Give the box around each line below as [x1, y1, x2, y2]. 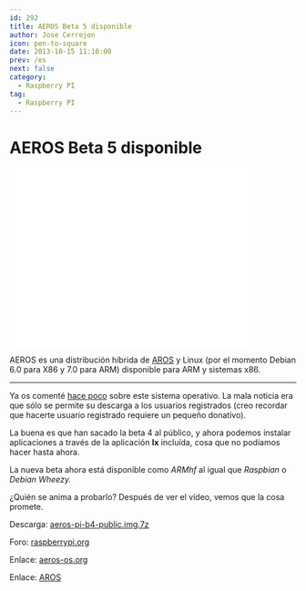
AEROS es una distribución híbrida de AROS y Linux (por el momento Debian [9, 354, 297, 365]
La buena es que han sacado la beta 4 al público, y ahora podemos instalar [9, 427, 291, 438]
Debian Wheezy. [9, 474, 71, 485]
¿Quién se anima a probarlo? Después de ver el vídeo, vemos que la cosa [9, 492, 285, 503]
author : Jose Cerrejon [9, 30, 96, 39]
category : [9, 73, 47, 82]
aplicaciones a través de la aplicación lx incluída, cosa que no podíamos [9, 437, 280, 448]
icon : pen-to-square [9, 38, 88, 48]
